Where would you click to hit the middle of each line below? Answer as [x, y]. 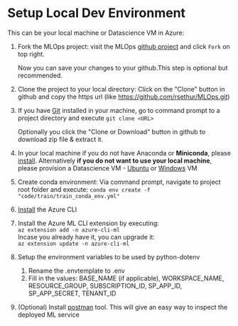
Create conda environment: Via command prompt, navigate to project [119, 182]
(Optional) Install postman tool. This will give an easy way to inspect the [123, 307]
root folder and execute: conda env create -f [84, 189]
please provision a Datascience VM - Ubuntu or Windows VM [107, 168]
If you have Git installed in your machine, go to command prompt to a [119, 110]
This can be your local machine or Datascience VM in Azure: [96, 33]
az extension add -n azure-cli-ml [69, 230]
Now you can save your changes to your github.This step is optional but [123, 67]
